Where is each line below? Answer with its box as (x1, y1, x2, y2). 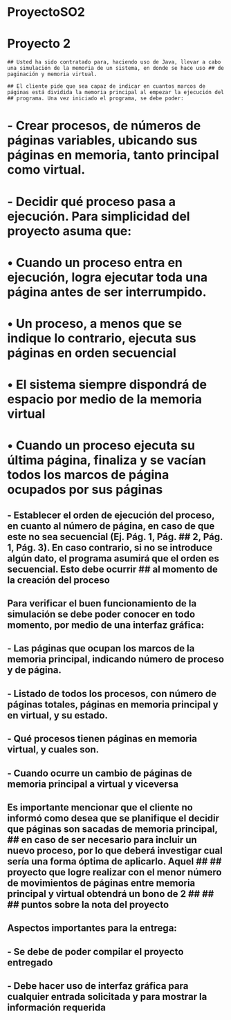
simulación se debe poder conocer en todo (7, 609, 196, 620)
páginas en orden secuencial (7, 345, 176, 360)
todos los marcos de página (7, 467, 169, 483)
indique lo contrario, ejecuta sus (7, 330, 196, 346)
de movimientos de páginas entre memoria (7, 877, 196, 889)
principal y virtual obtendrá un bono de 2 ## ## (7, 888, 214, 900)
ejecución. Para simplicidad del (7, 208, 190, 224)
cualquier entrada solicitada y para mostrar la (7, 991, 207, 1003)
